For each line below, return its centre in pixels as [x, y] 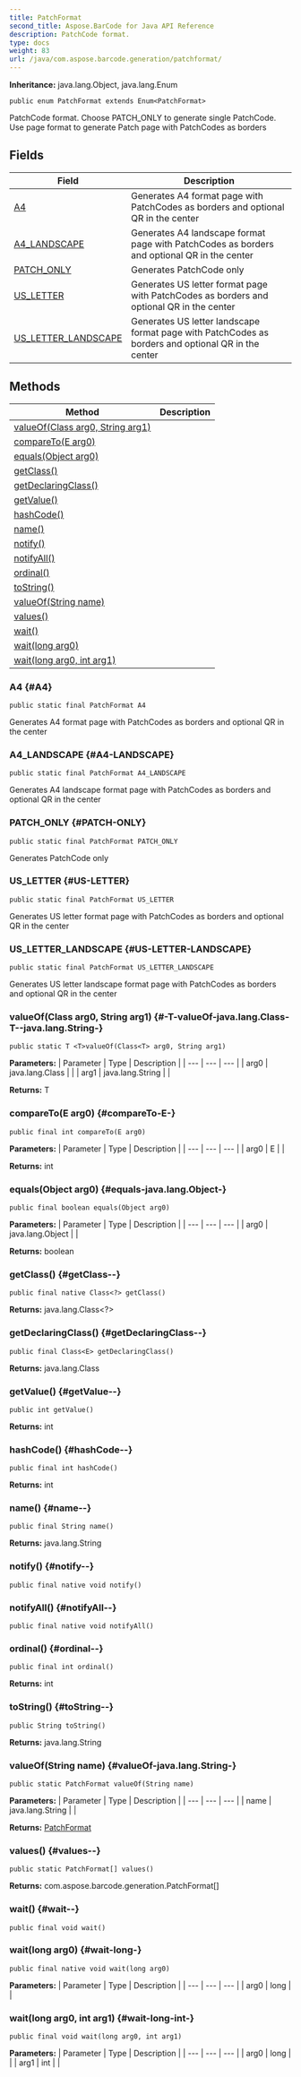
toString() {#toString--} [61, 1707]
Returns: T [30, 1090]
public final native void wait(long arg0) [90, 1969]
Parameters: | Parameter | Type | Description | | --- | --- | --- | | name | [140, 1800]
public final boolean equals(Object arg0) [90, 1208]
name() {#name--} [51, 1508]
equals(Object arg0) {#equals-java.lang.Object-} [118, 1189]
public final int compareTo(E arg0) [77, 1132]
